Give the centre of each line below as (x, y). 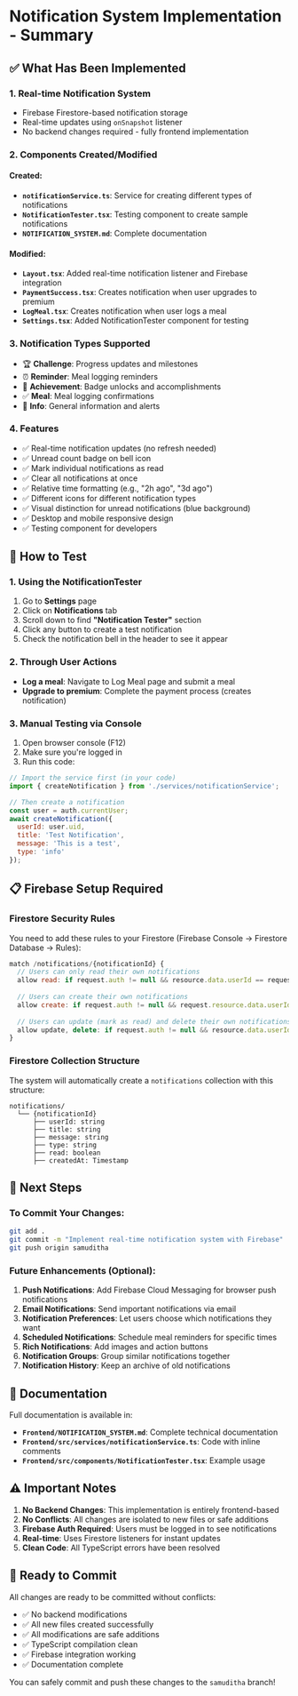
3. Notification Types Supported (80, 344)
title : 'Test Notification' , (71, 836)
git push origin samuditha (59, 1248)
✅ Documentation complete (73, 1664)
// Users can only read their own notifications (109, 972)
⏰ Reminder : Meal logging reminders (90, 376)
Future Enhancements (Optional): (83, 1270)
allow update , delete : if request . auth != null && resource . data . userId (154, 1030)
